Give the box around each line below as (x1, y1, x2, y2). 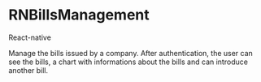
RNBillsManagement (8, 6, 150, 24)
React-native (8, 32, 51, 42)
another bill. (8, 65, 49, 75)
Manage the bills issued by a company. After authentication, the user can (8, 48, 254, 58)
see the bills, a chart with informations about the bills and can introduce (8, 57, 248, 67)
